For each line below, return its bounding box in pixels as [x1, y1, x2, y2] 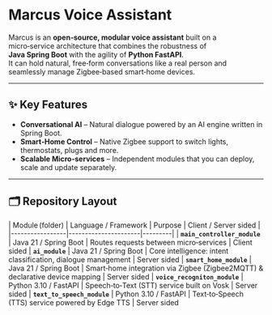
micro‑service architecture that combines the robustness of [8, 40, 207, 50]
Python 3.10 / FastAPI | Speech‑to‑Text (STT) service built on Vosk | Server [8, 280, 258, 290]
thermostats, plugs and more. [19, 145, 119, 155]
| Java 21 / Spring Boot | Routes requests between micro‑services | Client [8, 237, 253, 247]
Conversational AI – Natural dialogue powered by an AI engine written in [19, 119, 263, 129]
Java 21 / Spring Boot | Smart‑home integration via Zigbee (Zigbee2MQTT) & [8, 263, 264, 273]
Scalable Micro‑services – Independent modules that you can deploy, [19, 154, 255, 164]
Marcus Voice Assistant [8, 6, 172, 24]
